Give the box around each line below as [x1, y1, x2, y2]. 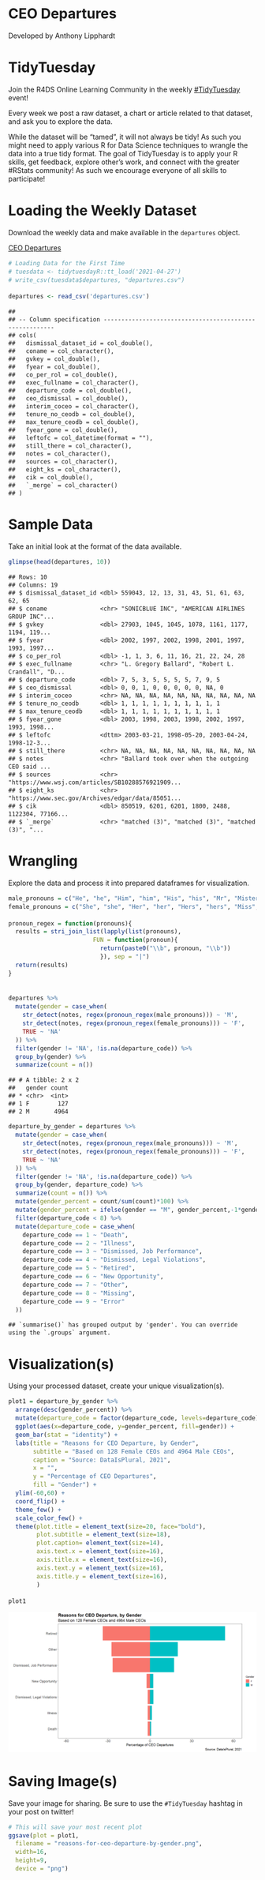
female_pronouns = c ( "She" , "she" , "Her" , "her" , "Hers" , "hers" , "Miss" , [8, 902, 259, 910]
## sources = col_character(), [8, 458, 118, 466]
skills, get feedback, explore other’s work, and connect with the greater [8, 157, 240, 167]
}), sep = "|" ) [99, 953, 150, 961]
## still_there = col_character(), [8, 442, 132, 450]
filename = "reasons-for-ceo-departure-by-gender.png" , [15, 1840, 203, 1848]
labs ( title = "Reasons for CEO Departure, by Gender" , [15, 1439, 200, 1447]
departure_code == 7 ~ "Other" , [22, 1281, 129, 1289]
